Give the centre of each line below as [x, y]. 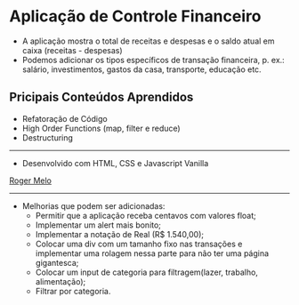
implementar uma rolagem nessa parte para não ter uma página [152, 253]
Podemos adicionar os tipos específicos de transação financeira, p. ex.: [153, 60]
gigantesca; [57, 262]
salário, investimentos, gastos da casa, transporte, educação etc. [141, 69]
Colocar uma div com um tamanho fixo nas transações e [139, 244]
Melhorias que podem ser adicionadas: [93, 205]
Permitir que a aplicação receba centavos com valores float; [145, 215]
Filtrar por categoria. [73, 291]
